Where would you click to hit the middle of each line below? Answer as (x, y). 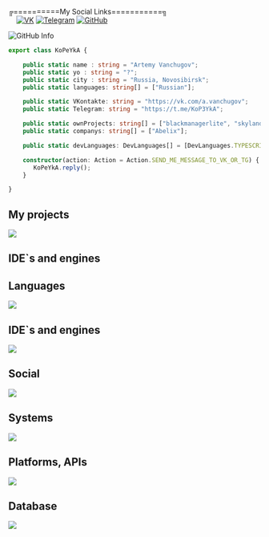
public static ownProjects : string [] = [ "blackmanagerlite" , (126, 124)
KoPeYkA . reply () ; (62, 168)
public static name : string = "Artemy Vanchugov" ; (110, 65)
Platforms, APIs (48, 462)
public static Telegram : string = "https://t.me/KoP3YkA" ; (123, 109)
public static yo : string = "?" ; (80, 72)
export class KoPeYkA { (48, 51)
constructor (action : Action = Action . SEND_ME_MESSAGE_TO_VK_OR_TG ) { (141, 160)
